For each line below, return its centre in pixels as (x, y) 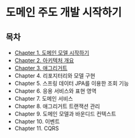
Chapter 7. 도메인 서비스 (44, 99)
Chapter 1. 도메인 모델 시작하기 (52, 53)
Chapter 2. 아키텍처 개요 (44, 60)
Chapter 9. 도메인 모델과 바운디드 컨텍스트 (65, 114)
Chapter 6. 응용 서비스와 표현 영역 (56, 91)
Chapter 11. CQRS (37, 128)
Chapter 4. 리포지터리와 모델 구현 (55, 76)
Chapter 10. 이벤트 (37, 122)
